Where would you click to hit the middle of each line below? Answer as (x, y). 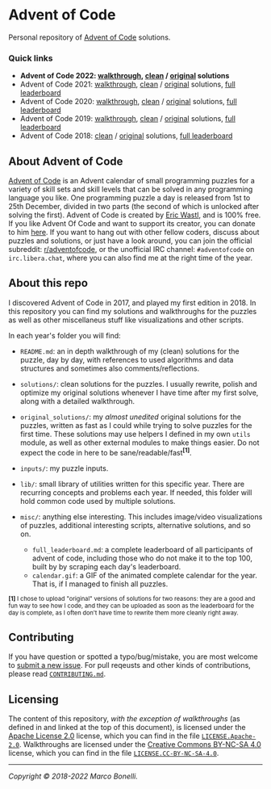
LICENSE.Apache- (229, 737)
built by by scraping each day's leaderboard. (106, 566)
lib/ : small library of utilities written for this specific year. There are (132, 484)
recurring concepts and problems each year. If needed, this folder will (136, 492)
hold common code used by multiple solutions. (98, 501)
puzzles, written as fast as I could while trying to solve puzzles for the (136, 425)
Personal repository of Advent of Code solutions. (90, 37)
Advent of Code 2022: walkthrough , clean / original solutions (125, 76)
